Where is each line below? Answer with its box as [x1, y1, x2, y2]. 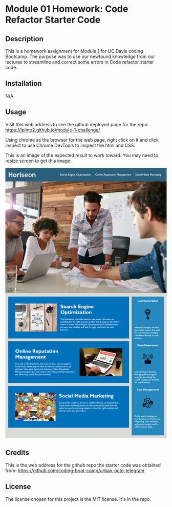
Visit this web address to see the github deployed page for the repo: [5, 121, 149, 127]
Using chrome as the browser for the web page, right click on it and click [5, 136, 159, 143]
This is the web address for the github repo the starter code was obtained [5, 462, 161, 468]
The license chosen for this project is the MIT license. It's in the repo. [5, 496, 152, 502]
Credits [5, 449, 30, 457]
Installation [5, 79, 42, 88]
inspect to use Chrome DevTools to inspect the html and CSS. [5, 142, 136, 148]
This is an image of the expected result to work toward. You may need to [5, 152, 159, 158]
